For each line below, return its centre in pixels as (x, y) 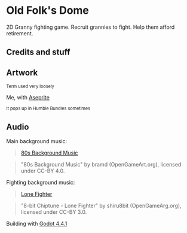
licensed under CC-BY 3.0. (54, 212)
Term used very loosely (30, 87)
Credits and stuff (38, 52)
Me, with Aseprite (28, 98)
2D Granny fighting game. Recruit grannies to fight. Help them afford (91, 27)
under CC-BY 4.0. (43, 171)
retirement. (20, 33)
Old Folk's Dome (48, 10)
